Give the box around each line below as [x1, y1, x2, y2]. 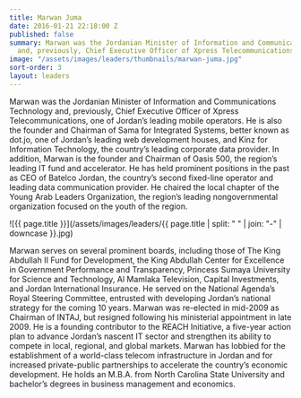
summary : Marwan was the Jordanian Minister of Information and [9, 38, 254, 48]
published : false [9, 30, 74, 39]
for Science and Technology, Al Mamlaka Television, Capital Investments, [9, 273, 279, 284]
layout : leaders [9, 72, 70, 81]
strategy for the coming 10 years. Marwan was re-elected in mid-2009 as [9, 302, 279, 313]
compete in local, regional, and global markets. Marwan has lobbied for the [9, 340, 286, 350]
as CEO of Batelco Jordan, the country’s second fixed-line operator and [9, 172, 274, 183]
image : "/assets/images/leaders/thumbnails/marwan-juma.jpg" [9, 55, 243, 64]
